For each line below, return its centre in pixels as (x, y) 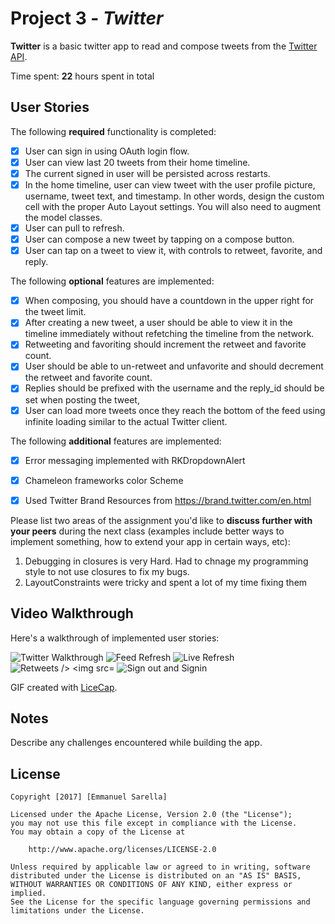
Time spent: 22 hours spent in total (82, 76)
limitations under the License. (77, 911)
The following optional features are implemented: (112, 281)
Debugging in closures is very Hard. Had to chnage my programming (166, 561)
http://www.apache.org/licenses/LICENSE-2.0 (122, 850)
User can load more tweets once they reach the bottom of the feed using (175, 410)
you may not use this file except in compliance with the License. (154, 823)
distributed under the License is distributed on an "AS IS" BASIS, (156, 876)
